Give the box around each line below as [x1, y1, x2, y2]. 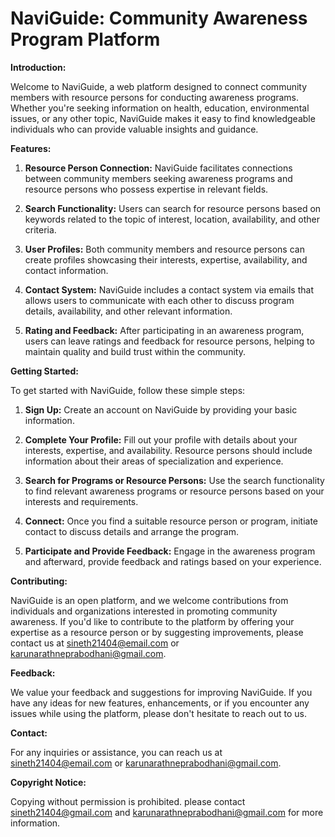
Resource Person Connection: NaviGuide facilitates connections [24, 162, 293, 174]
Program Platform [10, 28, 161, 51]
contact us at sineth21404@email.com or [10, 637, 180, 649]
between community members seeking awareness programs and [24, 172, 293, 184]
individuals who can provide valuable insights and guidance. [10, 123, 259, 135]
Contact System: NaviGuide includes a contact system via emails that [24, 283, 314, 296]
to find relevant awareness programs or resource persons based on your [24, 485, 325, 497]
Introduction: [10, 61, 67, 73]
